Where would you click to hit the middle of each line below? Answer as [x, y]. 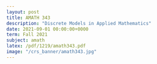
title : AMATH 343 [28, 18]
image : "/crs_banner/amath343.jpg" [52, 52]
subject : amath [26, 40]
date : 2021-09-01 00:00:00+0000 [47, 29]
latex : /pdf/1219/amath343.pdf [46, 46]
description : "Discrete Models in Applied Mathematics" [79, 23]
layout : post [23, 12]
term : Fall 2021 [27, 35]
